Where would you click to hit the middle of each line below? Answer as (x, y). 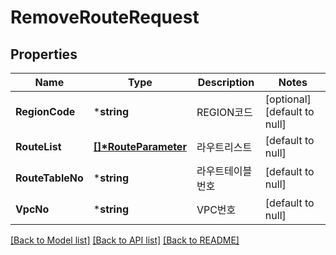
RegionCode (45, 111)
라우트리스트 (224, 147)
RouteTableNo (49, 178)
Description (226, 82)
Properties (44, 54)
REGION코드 (224, 112)
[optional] (288, 99)
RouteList (38, 146)
